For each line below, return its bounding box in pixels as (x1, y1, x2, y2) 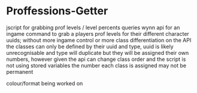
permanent (6, 68, 34, 75)
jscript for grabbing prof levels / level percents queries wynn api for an (6, 24, 180, 31)
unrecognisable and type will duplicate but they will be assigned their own (6, 49, 189, 56)
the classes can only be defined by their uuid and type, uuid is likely (6, 43, 174, 50)
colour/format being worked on (6, 79, 83, 87)
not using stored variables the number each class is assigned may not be (6, 61, 187, 69)
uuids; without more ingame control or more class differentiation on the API (6, 36, 192, 44)
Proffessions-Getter (6, 4, 108, 18)
